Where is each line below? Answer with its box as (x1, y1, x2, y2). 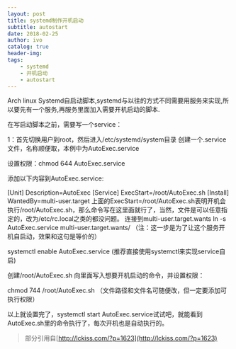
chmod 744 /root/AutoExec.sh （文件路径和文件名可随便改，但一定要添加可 (7, 286, 227, 294)
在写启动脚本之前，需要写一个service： (7, 120, 123, 129)
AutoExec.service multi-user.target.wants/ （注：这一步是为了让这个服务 (7, 224, 220, 232)
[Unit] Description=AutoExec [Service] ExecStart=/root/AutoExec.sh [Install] (7, 188, 229, 197)
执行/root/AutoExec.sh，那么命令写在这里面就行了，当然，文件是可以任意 (7, 206, 222, 214)
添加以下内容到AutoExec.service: (7, 174, 104, 183)
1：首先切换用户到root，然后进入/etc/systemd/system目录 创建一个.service (7, 135, 227, 144)
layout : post (7, 10, 46, 18)
